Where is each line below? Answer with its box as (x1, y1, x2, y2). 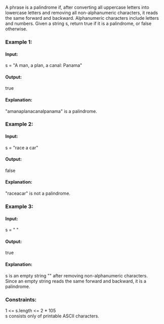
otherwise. (5, 26, 28, 32)
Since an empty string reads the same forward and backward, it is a (5, 278, 147, 284)
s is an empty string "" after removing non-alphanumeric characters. (5, 272, 148, 278)
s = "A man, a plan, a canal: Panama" (5, 62, 83, 68)
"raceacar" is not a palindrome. (5, 190, 71, 197)
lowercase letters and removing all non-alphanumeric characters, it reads (5, 10, 158, 16)
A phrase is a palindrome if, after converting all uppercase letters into (5, 5, 149, 10)
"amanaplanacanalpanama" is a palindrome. (5, 108, 98, 114)
